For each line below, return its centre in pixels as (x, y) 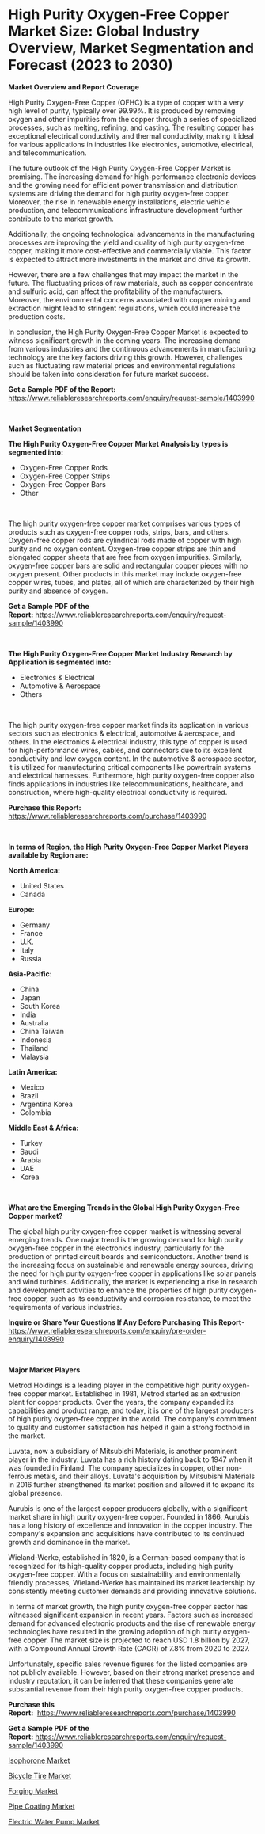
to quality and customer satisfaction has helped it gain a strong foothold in (129, 1427)
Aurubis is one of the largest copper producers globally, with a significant (128, 1508)
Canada (32, 894)
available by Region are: (48, 855)
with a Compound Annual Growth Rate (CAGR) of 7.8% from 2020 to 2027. (129, 1648)
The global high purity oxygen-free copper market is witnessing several (125, 1231)
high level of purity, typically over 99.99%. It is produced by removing (122, 110)
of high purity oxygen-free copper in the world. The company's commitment (132, 1418)
